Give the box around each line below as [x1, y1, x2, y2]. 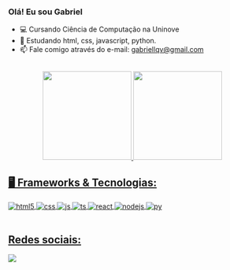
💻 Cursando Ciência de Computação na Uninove [19, 24, 180, 34]
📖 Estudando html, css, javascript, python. [19, 36, 157, 46]
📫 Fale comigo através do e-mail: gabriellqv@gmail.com [19, 45, 204, 54]
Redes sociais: [8, 233, 81, 246]
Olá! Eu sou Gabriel [8, 6, 83, 17]
